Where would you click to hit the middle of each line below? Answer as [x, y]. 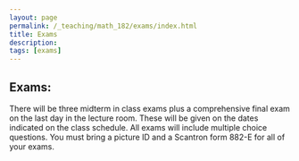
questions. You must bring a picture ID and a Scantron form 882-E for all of [147, 137]
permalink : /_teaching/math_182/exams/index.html [104, 26]
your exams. [32, 146]
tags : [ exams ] [36, 51]
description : [33, 42]
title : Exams [33, 34]
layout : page [33, 17]
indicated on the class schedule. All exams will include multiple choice [138, 127]
